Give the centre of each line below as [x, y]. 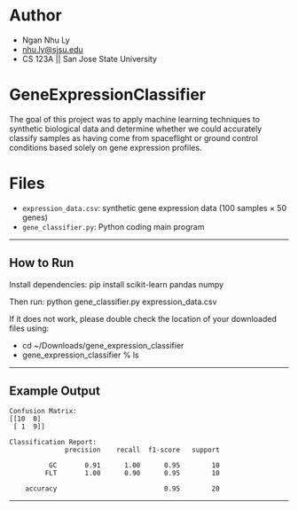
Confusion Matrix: [43, 412]
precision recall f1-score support [142, 450]
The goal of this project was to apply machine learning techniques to [134, 119]
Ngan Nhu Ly [46, 40]
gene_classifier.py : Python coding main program [113, 226]
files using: [29, 328]
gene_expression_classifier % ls [80, 355]
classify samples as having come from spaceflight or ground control [134, 137]
